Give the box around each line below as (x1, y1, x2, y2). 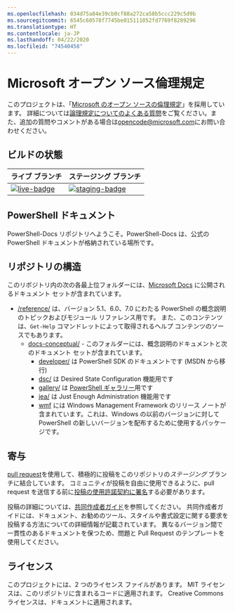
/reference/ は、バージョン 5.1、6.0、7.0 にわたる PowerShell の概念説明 (17, 304, 227, 313)
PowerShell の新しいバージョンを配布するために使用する (38, 419, 202, 427)
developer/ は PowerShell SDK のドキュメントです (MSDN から (38, 357, 220, 366)
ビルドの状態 (7, 149, 63, 161)
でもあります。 (23, 331, 67, 340)
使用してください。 (7, 538, 63, 546)
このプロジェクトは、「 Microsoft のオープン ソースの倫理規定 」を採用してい (7, 100, 225, 108)
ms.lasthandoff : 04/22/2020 (7, 37, 90, 44)
